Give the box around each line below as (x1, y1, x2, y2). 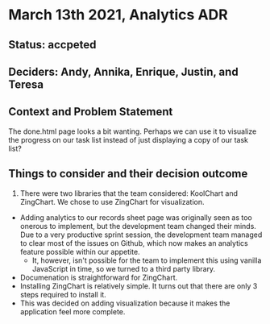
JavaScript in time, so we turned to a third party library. (31, 264, 216, 273)
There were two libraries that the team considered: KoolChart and (19, 188, 239, 198)
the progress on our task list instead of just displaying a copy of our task (8, 135, 248, 144)
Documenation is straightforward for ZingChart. (19, 272, 178, 282)
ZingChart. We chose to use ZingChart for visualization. (19, 197, 205, 206)
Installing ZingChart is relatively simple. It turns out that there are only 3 (19, 280, 258, 291)
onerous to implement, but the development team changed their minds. (19, 221, 256, 231)
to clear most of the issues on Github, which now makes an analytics (19, 238, 248, 247)
